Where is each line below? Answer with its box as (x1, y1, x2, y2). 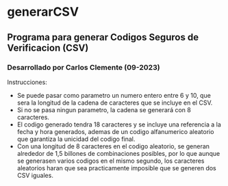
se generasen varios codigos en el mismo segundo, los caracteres (16, 157, 205, 165)
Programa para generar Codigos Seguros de (7, 31, 199, 43)
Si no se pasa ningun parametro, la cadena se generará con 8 (16, 105, 192, 114)
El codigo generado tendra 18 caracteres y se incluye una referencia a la (16, 120, 221, 129)
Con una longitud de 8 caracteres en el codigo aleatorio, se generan (16, 142, 210, 150)
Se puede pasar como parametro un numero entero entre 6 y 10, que (16, 91, 211, 99)
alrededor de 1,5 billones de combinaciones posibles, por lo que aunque (16, 149, 220, 157)
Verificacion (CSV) (7, 42, 89, 53)
